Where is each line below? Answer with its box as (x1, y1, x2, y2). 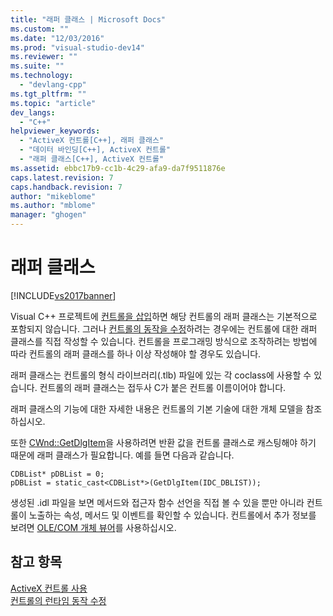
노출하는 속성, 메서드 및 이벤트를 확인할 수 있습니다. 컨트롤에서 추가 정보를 (28, 509, 317, 521)
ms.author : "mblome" (10, 201, 97, 211)
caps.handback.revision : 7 (10, 182, 123, 192)
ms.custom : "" (10, 24, 70, 34)
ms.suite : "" (10, 61, 65, 71)
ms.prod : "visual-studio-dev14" (10, 42, 145, 53)
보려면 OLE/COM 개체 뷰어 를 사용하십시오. (10, 521, 177, 533)
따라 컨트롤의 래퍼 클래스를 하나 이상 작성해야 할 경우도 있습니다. (10, 347, 262, 360)
